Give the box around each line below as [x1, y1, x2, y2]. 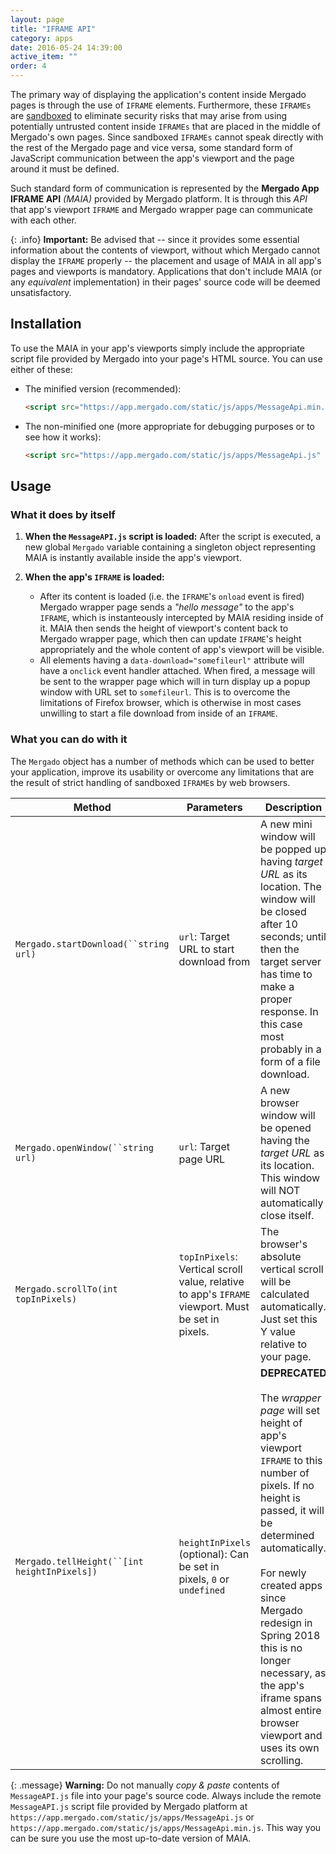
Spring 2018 [260, 1628, 321, 1642]
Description [264, 800, 323, 814]
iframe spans [260, 1691, 322, 1705]
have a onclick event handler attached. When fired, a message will [39, 665, 316, 677]
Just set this [260, 1312, 318, 1326]
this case [260, 1017, 303, 1031]
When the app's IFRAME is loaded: [24, 571, 165, 583]
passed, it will [260, 1503, 325, 1517]
